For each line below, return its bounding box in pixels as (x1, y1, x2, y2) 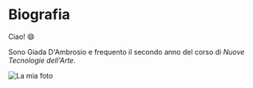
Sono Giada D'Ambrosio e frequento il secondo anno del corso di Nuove (8, 47, 245, 56)
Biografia (8, 6, 70, 24)
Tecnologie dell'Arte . (8, 55, 76, 65)
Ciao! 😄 (8, 32, 35, 41)
